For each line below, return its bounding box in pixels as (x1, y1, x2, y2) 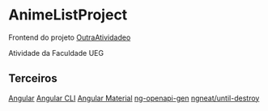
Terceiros (8, 71, 58, 86)
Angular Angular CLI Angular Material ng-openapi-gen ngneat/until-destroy (8, 93, 260, 103)
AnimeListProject (8, 6, 128, 24)
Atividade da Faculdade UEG (8, 48, 104, 58)
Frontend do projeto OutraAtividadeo (8, 32, 131, 42)
